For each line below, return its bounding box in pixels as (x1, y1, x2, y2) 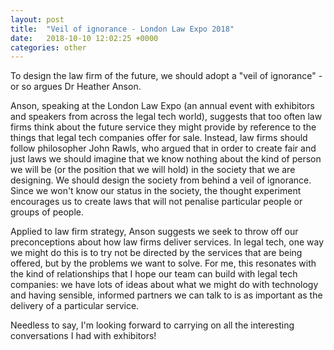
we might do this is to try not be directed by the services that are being (10, 247, 303, 259)
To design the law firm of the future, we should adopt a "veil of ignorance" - (10, 70, 323, 82)
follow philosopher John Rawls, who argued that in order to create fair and (10, 142, 317, 155)
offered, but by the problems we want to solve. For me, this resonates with (10, 257, 317, 270)
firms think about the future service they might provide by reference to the (10, 121, 317, 133)
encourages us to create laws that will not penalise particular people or (10, 196, 303, 208)
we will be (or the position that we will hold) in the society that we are (10, 164, 296, 176)
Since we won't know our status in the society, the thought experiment (10, 185, 302, 197)
